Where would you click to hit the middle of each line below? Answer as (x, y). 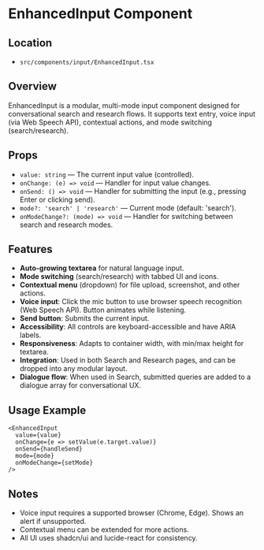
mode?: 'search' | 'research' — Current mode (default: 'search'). (128, 208)
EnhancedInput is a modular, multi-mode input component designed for (124, 105)
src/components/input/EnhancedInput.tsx (87, 62)
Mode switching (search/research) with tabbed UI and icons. (119, 277)
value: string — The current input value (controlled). (107, 174)
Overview (33, 86)
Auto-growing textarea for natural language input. (102, 268)
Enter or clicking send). (58, 199)
